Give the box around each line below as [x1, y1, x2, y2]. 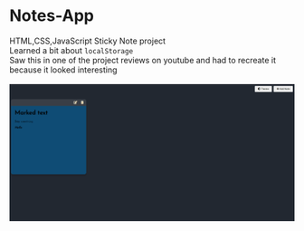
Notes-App [9, 5, 95, 26]
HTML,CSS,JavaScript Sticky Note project [9, 35, 166, 46]
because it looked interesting [9, 64, 118, 75]
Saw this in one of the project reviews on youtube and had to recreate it [9, 54, 276, 65]
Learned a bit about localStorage [9, 44, 134, 55]
